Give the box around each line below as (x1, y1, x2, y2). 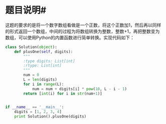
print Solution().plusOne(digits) (14, 114, 87, 119)
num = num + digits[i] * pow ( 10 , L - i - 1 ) (32, 86, 127, 91)
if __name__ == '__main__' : (5, 104, 64, 110)
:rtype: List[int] (23, 63, 62, 68)
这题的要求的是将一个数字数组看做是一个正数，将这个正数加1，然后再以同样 (5, 22, 161, 28)
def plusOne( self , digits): (14, 49, 73, 54)
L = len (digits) (23, 77, 57, 82)
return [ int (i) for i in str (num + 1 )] (23, 91, 102, 96)
